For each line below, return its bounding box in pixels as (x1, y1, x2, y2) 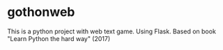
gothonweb (7, 4, 75, 20)
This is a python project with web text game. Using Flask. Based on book (7, 27, 216, 35)
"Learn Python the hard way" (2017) (7, 34, 111, 42)
